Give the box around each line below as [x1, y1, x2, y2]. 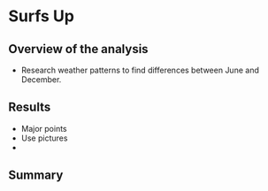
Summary [8, 168, 64, 183]
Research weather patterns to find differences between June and [20, 65, 260, 75]
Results [8, 100, 51, 115]
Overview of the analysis [8, 42, 149, 57]
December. [20, 74, 62, 85]
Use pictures [20, 133, 68, 143]
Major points [20, 123, 67, 134]
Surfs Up [8, 6, 74, 27]
